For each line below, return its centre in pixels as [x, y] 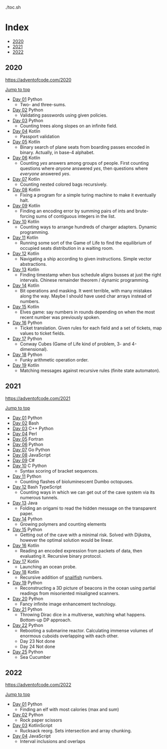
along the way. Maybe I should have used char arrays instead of [86, 296]
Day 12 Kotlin [26, 253]
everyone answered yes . [45, 173]
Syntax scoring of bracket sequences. [59, 471]
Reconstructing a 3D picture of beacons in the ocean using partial [88, 588]
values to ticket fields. [42, 333]
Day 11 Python [27, 476]
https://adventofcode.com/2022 [38, 685]
